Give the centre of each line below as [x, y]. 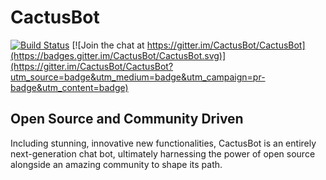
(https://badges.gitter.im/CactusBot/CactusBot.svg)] [118, 55]
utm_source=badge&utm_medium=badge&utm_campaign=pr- [138, 77]
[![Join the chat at [108, 45]
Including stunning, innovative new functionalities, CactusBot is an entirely [163, 143]
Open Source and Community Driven [127, 119]
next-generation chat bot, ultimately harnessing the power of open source [163, 153]
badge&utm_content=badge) [69, 87]
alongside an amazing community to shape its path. [116, 164]
